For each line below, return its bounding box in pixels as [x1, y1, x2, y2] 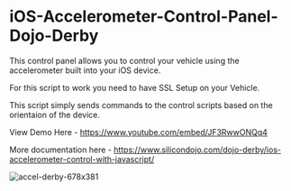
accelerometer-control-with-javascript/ [9, 153, 155, 164]
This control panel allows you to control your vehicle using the [9, 55, 241, 66]
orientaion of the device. [9, 109, 101, 120]
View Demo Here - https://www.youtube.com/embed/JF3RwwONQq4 [9, 126, 268, 137]
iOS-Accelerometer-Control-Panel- [9, 6, 279, 27]
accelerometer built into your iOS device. [9, 65, 161, 76]
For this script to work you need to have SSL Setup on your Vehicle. [9, 82, 260, 93]
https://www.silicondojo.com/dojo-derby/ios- [114, 144, 282, 155]
